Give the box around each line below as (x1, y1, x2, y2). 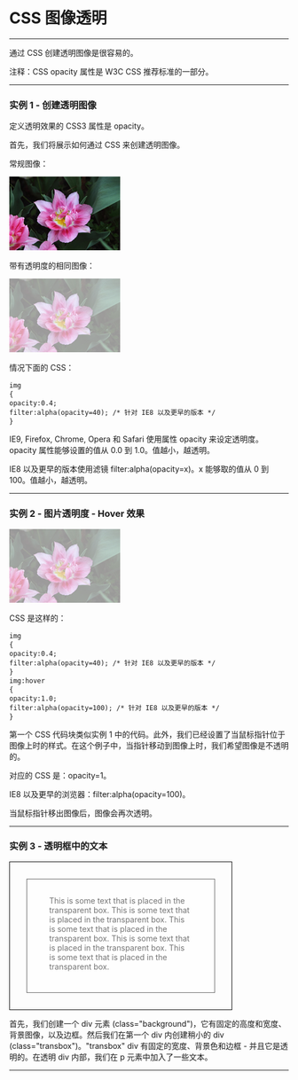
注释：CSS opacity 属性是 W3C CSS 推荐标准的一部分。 (9, 66, 214, 76)
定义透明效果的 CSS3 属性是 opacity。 (9, 121, 149, 131)
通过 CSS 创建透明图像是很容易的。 (9, 47, 139, 58)
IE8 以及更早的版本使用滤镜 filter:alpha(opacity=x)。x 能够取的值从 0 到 (9, 464, 270, 474)
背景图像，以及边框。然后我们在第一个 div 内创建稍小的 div (9, 1029, 224, 1040)
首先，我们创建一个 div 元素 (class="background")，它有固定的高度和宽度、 (9, 1018, 286, 1029)
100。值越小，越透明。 (9, 475, 93, 486)
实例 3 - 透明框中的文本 (9, 840, 108, 852)
